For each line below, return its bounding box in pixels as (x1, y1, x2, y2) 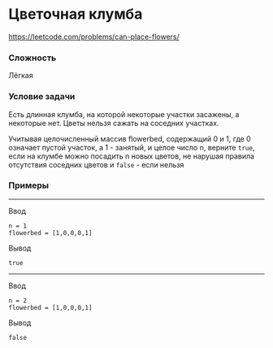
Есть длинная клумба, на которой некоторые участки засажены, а (8, 109, 240, 119)
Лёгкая (8, 71, 34, 80)
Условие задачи (8, 91, 76, 102)
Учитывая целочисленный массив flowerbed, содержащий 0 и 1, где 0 (8, 133, 252, 143)
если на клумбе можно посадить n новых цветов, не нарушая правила (8, 151, 254, 161)
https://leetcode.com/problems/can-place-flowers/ (8, 32, 180, 41)
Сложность (8, 52, 57, 63)
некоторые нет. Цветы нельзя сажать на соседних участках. (8, 118, 219, 128)
